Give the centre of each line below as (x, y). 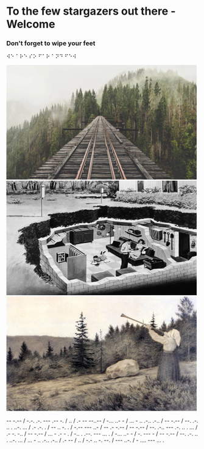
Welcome (31, 24)
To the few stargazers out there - (91, 11)
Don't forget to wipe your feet (51, 43)
